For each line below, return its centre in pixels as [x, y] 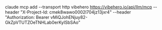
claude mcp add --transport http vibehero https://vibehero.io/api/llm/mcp [79, 7]
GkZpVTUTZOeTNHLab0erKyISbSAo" [43, 22]
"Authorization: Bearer [27, 17]
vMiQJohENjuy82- [69, 17]
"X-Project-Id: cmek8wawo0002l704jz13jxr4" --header [76, 12]
